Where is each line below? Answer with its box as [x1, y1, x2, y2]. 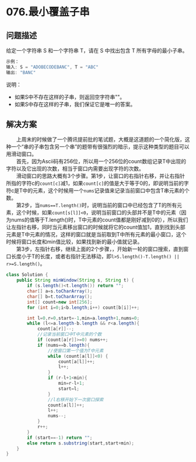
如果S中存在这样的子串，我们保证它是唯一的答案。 [14, 101, 136, 108]
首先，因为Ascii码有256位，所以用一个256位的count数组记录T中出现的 [16, 158, 187, 165]
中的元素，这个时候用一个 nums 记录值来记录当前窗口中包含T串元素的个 [22, 187, 190, 194]
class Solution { [6, 272, 48, 278]
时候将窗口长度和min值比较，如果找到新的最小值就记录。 [6, 238, 143, 246]
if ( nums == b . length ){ [37, 342, 90, 348]
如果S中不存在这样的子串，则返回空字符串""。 [14, 93, 125, 100]
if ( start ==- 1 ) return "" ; [27, 435, 93, 440]
